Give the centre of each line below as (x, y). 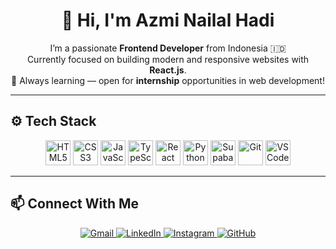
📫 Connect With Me (75, 204)
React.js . (168, 70)
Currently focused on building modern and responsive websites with (168, 59)
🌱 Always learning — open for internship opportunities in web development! (168, 80)
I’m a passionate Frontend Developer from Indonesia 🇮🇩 (168, 48)
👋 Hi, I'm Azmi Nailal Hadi (168, 20)
